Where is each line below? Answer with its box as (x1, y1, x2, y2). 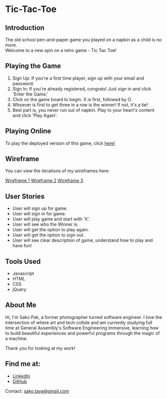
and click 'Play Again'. (12, 112, 58, 118)
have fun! (12, 243, 32, 249)
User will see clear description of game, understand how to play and (12, 237, 153, 243)
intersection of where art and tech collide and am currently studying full (5, 319, 153, 325)
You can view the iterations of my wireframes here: (5, 168, 110, 174)
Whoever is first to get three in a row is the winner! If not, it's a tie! (12, 102, 148, 108)
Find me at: (5, 359, 41, 368)
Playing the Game (5, 62, 61, 71)
